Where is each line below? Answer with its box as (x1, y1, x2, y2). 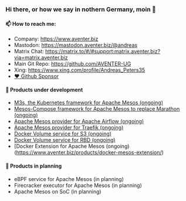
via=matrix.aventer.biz (13, 54, 68, 61)
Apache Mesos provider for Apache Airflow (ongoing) (13, 118, 144, 125)
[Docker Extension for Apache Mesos (13, 143, 105, 150)
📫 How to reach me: (5, 20, 56, 27)
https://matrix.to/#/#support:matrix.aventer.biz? (45, 48, 161, 55)
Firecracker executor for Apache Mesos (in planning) (13, 182, 142, 189)
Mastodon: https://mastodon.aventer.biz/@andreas (13, 42, 138, 49)
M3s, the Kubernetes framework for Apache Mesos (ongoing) (13, 99, 164, 106)
